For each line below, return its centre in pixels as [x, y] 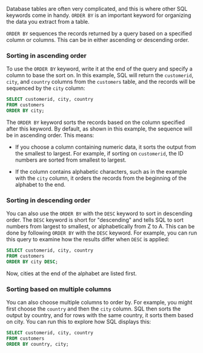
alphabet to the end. [40, 184]
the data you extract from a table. [48, 22]
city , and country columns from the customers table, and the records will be [101, 82]
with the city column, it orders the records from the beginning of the [101, 178]
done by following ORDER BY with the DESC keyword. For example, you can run [102, 233]
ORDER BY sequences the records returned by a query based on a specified [99, 33]
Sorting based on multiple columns [59, 289]
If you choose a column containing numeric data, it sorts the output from [105, 147]
